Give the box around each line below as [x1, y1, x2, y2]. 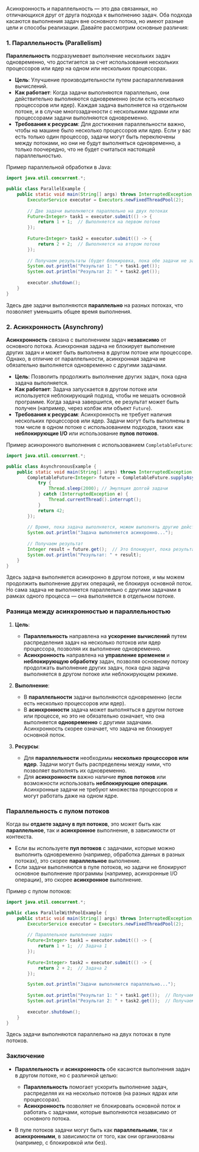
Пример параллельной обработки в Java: [6, 163, 112, 171]
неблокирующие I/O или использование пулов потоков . [14, 430, 159, 437]
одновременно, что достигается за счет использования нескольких [6, 59, 179, 66]
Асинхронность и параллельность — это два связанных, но [6, 5, 158, 12]
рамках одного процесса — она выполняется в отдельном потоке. [6, 592, 176, 599]
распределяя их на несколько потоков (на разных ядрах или [23, 1090, 178, 1097]
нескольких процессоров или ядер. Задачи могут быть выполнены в [14, 417, 190, 424]
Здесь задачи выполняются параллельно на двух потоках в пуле [6, 1031, 171, 1038]
